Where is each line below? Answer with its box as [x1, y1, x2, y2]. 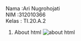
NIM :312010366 [5, 11, 46, 18]
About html [14, 29, 42, 36]
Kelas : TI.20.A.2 [5, 18, 46, 24]
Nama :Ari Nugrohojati [5, 5, 60, 12]
